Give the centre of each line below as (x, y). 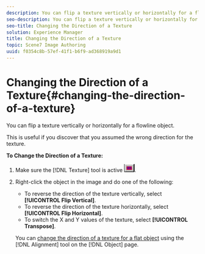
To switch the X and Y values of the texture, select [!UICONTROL (106, 219)
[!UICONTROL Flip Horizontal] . (63, 213)
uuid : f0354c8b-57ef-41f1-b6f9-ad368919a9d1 (64, 52)
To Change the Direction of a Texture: (55, 155)
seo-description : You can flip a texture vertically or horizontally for (102, 19)
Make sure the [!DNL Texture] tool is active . (75, 170)
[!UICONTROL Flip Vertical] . (60, 200)
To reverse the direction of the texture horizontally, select (96, 206)
